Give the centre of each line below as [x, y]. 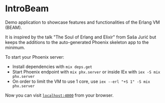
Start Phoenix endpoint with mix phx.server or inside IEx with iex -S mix [86, 71]
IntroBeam [27, 9]
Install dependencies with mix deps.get [52, 67]
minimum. [15, 47]
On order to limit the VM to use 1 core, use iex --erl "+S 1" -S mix [81, 81]
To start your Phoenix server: [35, 57]
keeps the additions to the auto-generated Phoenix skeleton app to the [77, 42]
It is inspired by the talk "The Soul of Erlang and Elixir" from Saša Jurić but [81, 37]
